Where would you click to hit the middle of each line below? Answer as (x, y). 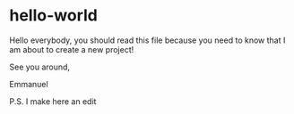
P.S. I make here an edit (53, 101)
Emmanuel (29, 84)
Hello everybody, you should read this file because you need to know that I (147, 40)
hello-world (54, 16)
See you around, (39, 67)
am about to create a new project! (72, 49)
